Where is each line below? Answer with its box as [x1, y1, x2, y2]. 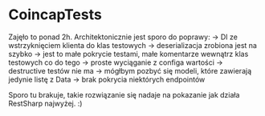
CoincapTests [8, 6, 102, 24]
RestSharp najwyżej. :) [8, 98, 83, 108]
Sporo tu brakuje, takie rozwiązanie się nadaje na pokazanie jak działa [8, 90, 240, 99]
